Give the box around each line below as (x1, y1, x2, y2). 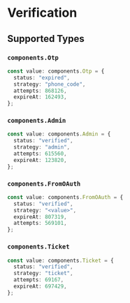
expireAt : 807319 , (13, 213, 68, 221)
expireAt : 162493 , (13, 94, 68, 101)
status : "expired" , (13, 74, 71, 81)
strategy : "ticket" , (13, 270, 73, 277)
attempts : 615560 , (13, 150, 68, 158)
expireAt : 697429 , (13, 283, 68, 290)
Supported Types (7, 33, 85, 45)
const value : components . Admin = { (7, 131, 111, 138)
